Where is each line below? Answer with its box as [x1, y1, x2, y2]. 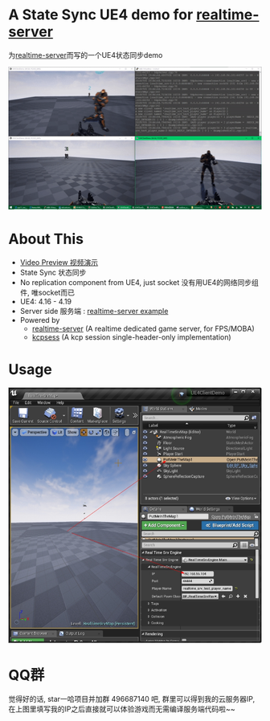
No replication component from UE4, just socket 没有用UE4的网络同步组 [19, 277, 260, 287]
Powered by [19, 315, 60, 324]
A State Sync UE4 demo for [8, 6, 194, 24]
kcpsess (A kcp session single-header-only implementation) [31, 332, 231, 342]
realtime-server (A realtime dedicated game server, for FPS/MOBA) [31, 324, 255, 333]
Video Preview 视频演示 [19, 257, 99, 267]
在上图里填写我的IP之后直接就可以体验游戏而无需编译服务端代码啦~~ [8, 704, 235, 714]
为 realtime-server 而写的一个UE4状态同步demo [8, 50, 163, 59]
